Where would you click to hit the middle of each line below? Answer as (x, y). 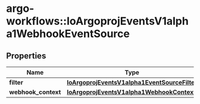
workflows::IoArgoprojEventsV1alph (97, 21)
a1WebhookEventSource (68, 34)
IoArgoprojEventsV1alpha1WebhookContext (131, 92)
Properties (26, 56)
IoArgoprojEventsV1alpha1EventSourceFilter (132, 82)
